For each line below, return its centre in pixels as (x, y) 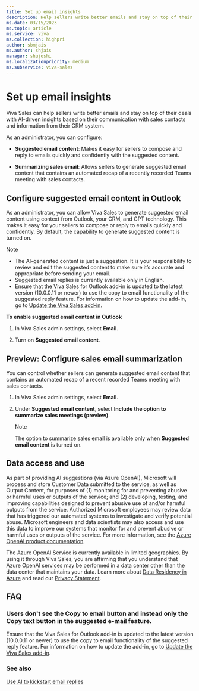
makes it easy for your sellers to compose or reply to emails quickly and (94, 225)
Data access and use (45, 464)
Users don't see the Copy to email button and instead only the (97, 613)
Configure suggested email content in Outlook (94, 198)
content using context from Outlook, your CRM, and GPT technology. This (97, 219)
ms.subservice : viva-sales (40, 67)
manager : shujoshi (29, 56)
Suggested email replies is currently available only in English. (89, 280)
